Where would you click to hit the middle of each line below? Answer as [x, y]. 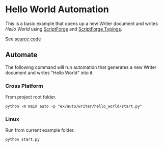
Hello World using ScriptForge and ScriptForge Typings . [64, 29]
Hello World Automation [57, 9]
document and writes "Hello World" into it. [50, 72]
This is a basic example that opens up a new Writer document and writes [81, 23]
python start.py [22, 140]
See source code [23, 39]
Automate [21, 55]
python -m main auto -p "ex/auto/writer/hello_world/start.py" [74, 106]
